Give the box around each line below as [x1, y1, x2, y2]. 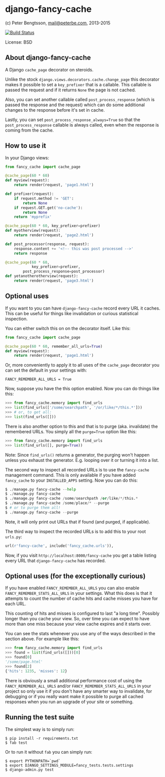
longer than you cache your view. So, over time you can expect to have [5, 616, 150, 622]
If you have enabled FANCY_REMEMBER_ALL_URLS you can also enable [5, 585, 140, 591]
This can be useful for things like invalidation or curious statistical [5, 310, 138, 316]
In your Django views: [5, 155, 49, 161]
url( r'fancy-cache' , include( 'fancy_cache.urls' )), [5, 543, 114, 548]
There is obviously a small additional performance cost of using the [5, 677, 142, 683]
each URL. [5, 601, 26, 607]
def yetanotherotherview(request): [5, 274, 79, 279]
